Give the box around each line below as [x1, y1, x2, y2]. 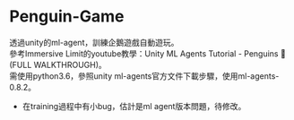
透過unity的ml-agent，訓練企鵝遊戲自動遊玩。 [9, 37, 179, 47]
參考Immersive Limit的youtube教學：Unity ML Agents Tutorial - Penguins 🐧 [9, 47, 287, 59]
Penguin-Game [9, 6, 125, 27]
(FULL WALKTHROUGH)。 [9, 59, 108, 70]
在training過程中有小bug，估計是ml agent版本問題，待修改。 [22, 100, 246, 111]
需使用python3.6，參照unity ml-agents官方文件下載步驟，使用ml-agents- [9, 70, 280, 81]
